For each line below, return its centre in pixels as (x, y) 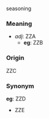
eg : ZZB (33, 43)
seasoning (19, 9)
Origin (15, 58)
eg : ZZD (16, 99)
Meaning (19, 23)
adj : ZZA (25, 36)
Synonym (20, 86)
